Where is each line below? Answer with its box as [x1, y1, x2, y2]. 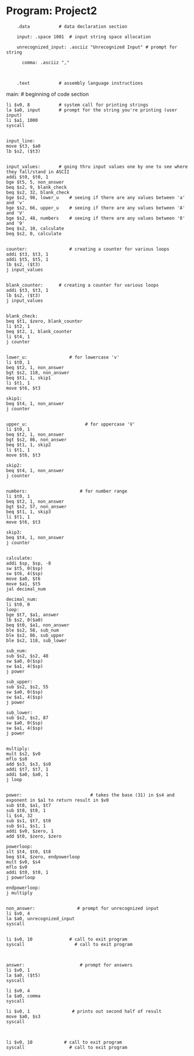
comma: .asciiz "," [21, 59, 69, 65]
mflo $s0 [6, 756, 28, 762]
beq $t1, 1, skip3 [6, 509, 51, 514]
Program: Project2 [6, 4, 98, 18]
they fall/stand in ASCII [6, 169, 69, 175]
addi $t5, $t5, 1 [6, 256, 49, 263]
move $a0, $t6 [6, 576, 41, 582]
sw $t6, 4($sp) [6, 570, 44, 576]
